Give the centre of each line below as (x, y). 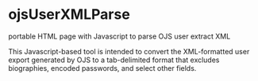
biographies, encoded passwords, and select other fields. (102, 68)
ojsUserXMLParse (69, 15)
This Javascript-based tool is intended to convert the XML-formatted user (129, 51)
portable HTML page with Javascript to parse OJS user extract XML (119, 36)
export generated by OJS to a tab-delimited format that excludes (114, 60)
